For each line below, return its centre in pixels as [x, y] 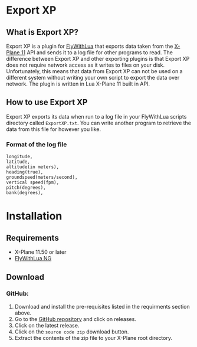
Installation [34, 216]
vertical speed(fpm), [33, 183]
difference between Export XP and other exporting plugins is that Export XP [98, 59]
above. [23, 313]
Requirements [32, 238]
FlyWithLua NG [33, 258]
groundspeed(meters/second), [42, 178]
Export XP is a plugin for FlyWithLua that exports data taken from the [90, 46]
